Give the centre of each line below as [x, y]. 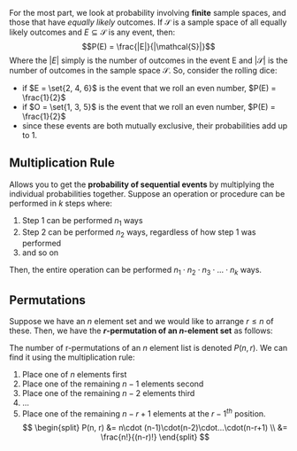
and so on [40, 253]
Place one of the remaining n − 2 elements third [108, 393]
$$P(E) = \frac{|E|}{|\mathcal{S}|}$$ [148, 47]
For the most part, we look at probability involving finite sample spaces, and [148, 13]
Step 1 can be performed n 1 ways [82, 221]
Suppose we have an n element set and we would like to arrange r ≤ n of [141, 322]
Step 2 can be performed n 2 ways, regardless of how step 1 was [139, 233]
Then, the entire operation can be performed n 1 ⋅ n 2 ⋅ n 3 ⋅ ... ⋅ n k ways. [136, 271]
